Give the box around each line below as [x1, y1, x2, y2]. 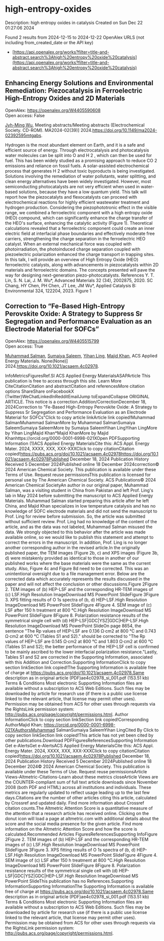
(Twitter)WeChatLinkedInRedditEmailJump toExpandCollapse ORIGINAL [5, 393, 150, 399]
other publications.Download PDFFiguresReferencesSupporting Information [5, 737, 158, 743]
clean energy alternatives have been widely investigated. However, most [5, 178, 151, 184]
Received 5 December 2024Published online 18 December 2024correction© [5, 461, 160, 467]
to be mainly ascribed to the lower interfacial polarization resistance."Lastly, [5, 649, 158, 655]
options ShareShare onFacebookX [5, 388, 74, 394]
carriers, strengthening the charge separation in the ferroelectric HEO [5, 235, 146, 241]
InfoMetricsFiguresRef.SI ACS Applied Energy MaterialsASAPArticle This [5, 373, 151, 379]
